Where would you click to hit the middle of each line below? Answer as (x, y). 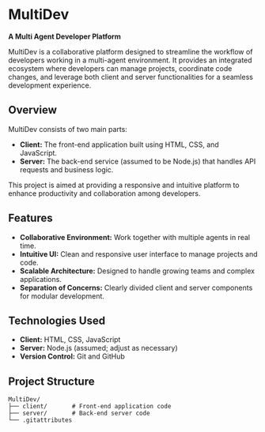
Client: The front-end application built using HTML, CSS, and (119, 145)
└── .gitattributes (40, 420)
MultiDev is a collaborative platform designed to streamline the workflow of (131, 51)
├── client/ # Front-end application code (90, 407)
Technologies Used (57, 320)
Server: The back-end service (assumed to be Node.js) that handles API (138, 161)
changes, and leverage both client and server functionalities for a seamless (131, 77)
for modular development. (62, 296)
